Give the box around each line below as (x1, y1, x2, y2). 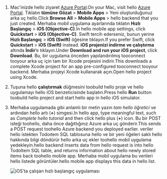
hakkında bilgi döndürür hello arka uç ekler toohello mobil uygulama (10, 137, 152, 143)
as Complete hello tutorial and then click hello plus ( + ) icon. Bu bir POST (10, 115, 161, 121)
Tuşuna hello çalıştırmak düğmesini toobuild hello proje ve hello (10, 84, 144, 90)
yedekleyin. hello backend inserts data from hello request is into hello (10, 142, 153, 148)
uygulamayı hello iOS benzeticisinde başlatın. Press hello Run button (10, 89, 152, 95)
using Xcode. (10, 74, 38, 80)
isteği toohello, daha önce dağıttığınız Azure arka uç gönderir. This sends (10, 121, 161, 126)
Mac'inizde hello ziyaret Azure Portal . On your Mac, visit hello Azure (10, 5, 151, 10)
